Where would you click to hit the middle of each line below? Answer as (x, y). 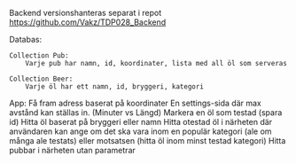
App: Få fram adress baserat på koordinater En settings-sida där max (135, 103)
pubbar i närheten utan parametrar (72, 150)
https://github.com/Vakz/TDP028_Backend (88, 22)
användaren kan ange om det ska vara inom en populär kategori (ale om (140, 131)
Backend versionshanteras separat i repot (86, 13)
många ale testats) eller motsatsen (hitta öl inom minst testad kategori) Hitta (148, 141)
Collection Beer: (41, 79)
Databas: (26, 39)
